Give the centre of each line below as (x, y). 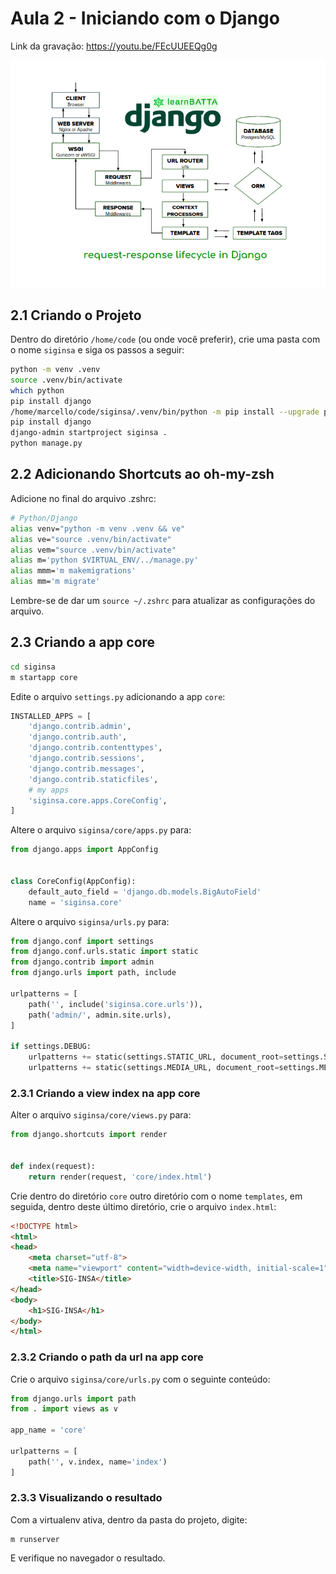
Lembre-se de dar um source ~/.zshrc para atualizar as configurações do (163, 601)
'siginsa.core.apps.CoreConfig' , (98, 800)
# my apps (49, 790)
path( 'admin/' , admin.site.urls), (100, 1015)
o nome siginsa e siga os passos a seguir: (97, 350)
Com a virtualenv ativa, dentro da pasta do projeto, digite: (129, 1519)
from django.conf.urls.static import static (104, 952)
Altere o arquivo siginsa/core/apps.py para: (101, 830)
